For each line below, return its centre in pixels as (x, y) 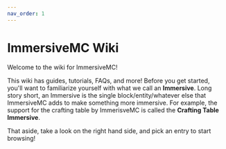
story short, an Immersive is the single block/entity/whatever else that (107, 95)
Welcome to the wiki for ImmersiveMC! (62, 67)
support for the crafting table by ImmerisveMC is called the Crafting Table (113, 110)
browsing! (21, 138)
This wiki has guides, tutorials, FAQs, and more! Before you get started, (108, 80)
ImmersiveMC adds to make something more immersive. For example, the (112, 103)
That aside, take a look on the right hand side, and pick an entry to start (109, 131)
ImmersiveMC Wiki (63, 47)
